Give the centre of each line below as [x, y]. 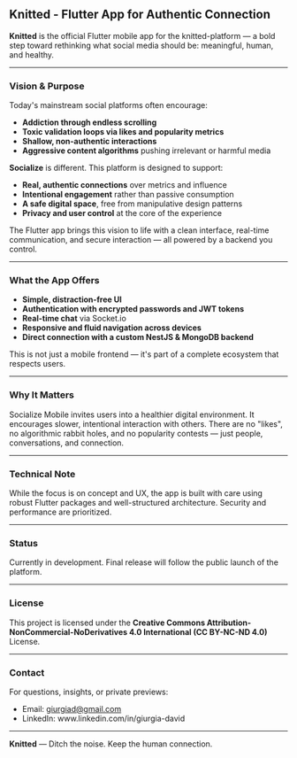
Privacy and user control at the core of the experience [122, 213]
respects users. [38, 364]
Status [23, 543]
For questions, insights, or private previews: [89, 692]
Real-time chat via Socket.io [74, 319]
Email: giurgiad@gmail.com [72, 708]
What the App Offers [54, 281]
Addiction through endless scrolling [89, 122]
